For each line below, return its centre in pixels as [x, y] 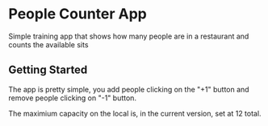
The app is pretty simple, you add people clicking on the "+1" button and [129, 89]
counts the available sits [48, 44]
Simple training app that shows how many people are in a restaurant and [129, 36]
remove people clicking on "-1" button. [73, 98]
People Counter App [77, 14]
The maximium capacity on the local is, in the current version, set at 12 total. [135, 113]
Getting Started [48, 70]
